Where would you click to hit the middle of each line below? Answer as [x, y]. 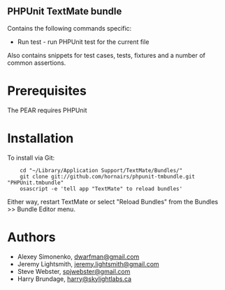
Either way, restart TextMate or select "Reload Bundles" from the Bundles [113, 201]
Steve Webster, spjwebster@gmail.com [74, 271]
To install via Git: [31, 158]
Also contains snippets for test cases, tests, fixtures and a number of [107, 55]
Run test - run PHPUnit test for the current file [83, 42]
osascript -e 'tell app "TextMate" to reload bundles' [101, 189]
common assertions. [37, 63]
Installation [41, 138]
